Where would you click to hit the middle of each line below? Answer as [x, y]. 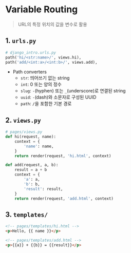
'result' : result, [43, 189]
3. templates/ [26, 214]
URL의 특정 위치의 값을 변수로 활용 [52, 24]
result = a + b [31, 170]
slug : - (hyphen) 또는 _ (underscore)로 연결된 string [73, 91]
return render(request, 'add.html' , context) [64, 199]
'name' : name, [39, 146]
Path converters [30, 72]
